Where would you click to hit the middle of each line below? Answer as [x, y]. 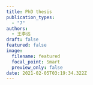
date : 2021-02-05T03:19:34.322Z [46, 73]
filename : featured [36, 56]
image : [14, 51]
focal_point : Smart [36, 62]
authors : [17, 28]
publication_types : [31, 17]
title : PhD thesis [29, 12]
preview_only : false [37, 67]
